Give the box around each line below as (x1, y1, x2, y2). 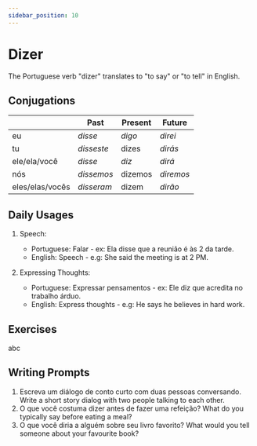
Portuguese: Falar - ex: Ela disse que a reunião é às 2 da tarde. (31, 244, 234, 254)
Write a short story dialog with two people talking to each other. (19, 395, 225, 404)
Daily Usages (8, 208, 74, 221)
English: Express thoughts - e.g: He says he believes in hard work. (31, 300, 245, 309)
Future (162, 117, 188, 128)
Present (121, 117, 152, 128)
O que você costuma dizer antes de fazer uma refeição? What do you (19, 404, 244, 413)
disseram (78, 181, 112, 192)
